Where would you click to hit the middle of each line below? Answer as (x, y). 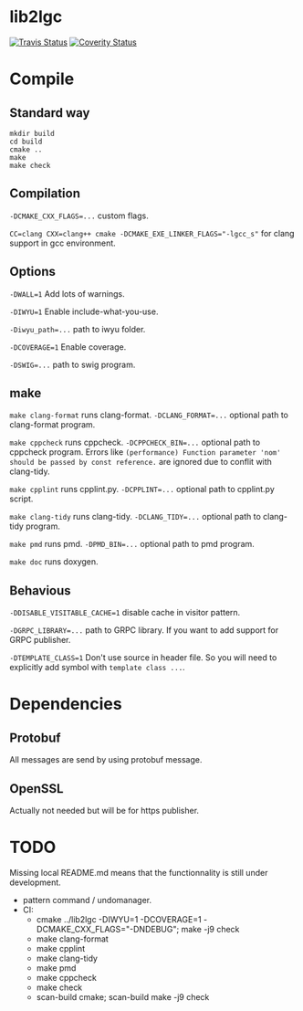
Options (33, 272)
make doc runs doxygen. (54, 562)
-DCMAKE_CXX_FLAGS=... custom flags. (79, 216)
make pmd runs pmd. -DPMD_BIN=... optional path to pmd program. (132, 544)
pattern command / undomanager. (87, 900)
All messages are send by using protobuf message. (106, 760)
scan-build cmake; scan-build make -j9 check (123, 996)
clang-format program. (52, 425)
